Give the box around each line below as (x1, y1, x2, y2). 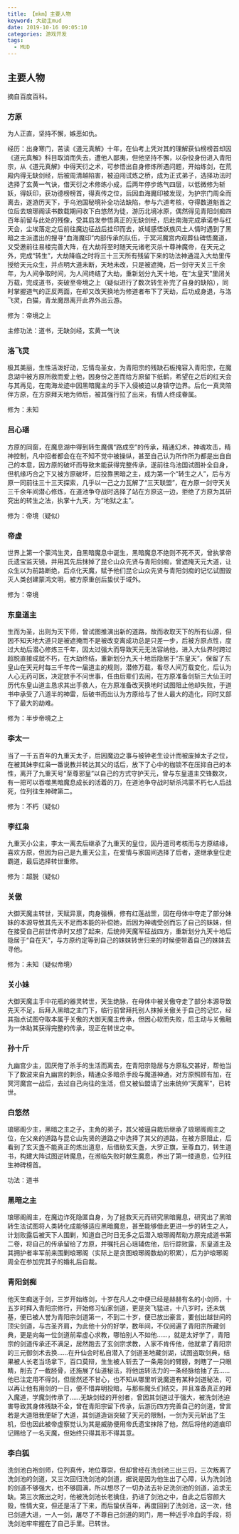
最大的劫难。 (19, 699, 58, 707)
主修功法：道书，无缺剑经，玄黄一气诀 (7, 326, 119, 335)
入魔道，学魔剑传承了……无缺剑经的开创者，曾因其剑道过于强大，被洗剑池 (7, 1393, 224, 1401)
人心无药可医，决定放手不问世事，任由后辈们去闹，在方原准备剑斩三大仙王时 (7, 672, 232, 681)
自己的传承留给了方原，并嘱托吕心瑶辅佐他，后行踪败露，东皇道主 (31, 1239, 225, 1249)
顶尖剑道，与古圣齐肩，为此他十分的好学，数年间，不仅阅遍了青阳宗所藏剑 (7, 1321, 225, 1330)
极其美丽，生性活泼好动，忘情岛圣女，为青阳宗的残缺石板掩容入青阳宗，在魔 (7, 363, 232, 372)
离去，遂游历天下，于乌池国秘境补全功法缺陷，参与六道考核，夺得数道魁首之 (7, 198, 232, 207)
